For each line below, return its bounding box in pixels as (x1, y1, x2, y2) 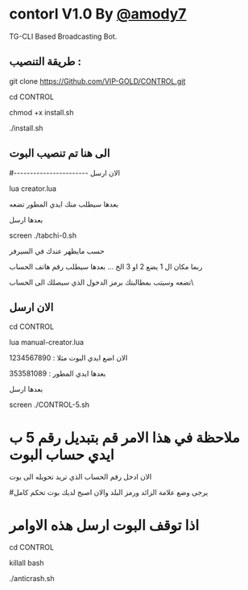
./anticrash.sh (9, 574, 55, 584)
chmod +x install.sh (9, 107, 75, 117)
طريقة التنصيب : (9, 55, 82, 69)
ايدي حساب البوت (9, 445, 115, 463)
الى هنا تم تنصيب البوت (9, 147, 110, 160)
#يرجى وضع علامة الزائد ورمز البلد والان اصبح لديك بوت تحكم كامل (9, 488, 209, 497)
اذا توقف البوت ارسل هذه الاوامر (9, 516, 200, 534)
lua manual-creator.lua (9, 338, 84, 347)
